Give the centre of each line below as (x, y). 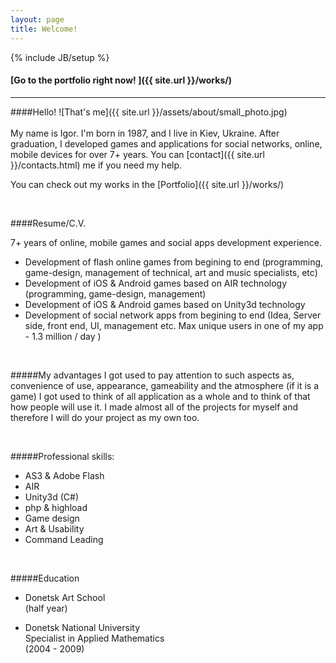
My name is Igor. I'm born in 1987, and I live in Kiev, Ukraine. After (145, 133)
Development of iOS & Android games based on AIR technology (156, 283)
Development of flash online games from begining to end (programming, (174, 262)
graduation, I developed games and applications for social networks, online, (166, 143)
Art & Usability (54, 528)
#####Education (45, 578)
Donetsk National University (82, 627)
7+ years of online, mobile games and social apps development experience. (166, 242)
